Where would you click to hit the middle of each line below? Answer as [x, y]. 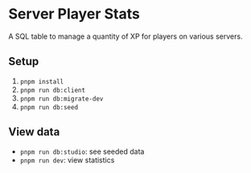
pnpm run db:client [53, 90]
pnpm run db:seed [49, 107]
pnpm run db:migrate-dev [62, 99]
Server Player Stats [74, 14]
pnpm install [42, 81]
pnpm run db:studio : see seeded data [82, 151]
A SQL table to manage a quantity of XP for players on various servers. [125, 36]
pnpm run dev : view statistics [67, 160]
